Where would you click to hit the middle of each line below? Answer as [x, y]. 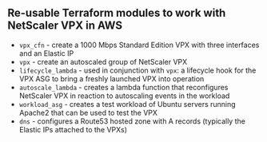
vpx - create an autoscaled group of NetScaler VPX [103, 61]
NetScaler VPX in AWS [65, 26]
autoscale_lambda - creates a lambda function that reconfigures [124, 87]
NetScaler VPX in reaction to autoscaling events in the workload [124, 96]
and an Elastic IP [46, 53]
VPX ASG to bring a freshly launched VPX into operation [112, 78]
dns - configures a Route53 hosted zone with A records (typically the [132, 121]
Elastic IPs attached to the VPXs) [73, 129]
